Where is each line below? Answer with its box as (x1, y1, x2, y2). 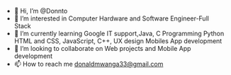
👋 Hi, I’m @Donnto (13, 7, 68, 15)
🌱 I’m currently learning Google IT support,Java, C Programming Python (13, 29, 225, 37)
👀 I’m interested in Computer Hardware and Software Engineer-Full (13, 14, 209, 23)
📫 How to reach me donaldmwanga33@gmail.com (13, 60, 164, 68)
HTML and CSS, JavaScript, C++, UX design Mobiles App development (13, 37, 222, 45)
